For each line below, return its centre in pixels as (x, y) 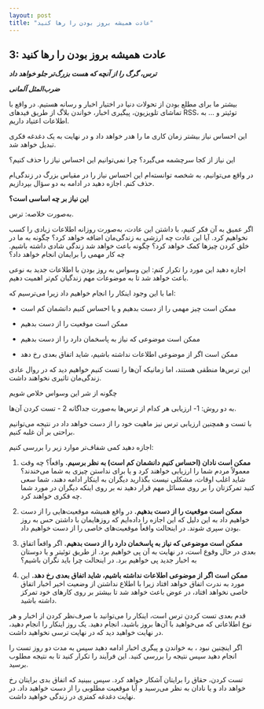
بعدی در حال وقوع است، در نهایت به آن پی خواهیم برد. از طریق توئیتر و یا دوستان (138, 551)
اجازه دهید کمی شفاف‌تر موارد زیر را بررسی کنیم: (81, 447)
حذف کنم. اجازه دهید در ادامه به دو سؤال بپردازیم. (82, 184)
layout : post (30, 15)
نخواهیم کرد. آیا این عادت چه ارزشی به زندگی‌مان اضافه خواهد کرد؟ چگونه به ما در (128, 238)
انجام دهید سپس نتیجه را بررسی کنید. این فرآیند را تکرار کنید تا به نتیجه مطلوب (123, 656)
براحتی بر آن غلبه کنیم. (42, 432)
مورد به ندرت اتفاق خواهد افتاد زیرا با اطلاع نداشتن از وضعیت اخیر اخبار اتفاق (132, 584)
